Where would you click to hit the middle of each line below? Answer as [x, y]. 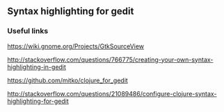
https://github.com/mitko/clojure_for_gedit [68, 80]
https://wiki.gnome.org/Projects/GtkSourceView [76, 46]
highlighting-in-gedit [37, 67]
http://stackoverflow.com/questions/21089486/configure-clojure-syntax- [112, 93]
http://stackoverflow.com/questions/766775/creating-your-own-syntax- [110, 59]
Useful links [28, 31]
